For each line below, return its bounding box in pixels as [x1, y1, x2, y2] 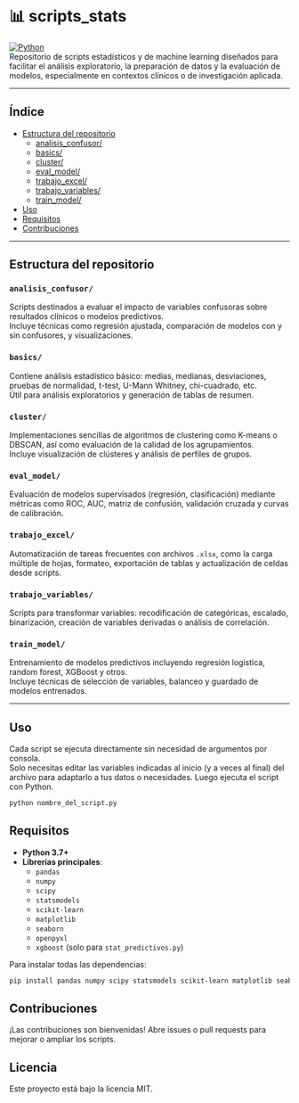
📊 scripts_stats [9, 6, 127, 27]
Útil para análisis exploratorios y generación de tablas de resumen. [9, 389, 255, 400]
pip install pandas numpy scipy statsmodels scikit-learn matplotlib [9, 976, 273, 985]
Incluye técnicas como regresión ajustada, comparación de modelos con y [9, 321, 283, 332]
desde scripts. [9, 567, 62, 578]
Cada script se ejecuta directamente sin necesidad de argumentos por [9, 744, 268, 754]
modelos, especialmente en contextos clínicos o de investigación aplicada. [9, 70, 283, 80]
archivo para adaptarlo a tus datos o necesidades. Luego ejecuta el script [9, 772, 279, 783]
